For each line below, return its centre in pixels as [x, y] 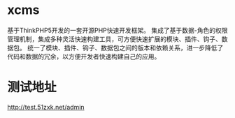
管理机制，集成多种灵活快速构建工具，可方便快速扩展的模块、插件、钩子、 [114, 39]
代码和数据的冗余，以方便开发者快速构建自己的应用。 [84, 56]
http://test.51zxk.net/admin [46, 107]
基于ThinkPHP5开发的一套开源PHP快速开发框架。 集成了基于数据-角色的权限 [117, 30]
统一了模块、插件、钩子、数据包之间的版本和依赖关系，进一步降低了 [125, 47]
